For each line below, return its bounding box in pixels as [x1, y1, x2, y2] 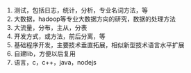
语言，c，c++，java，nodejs [13, 58, 97, 66]
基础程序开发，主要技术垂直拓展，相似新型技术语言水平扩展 [13, 41, 185, 49]
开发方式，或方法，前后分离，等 [13, 32, 106, 40]
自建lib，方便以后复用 [13, 49, 76, 58]
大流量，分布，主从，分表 [13, 24, 88, 31]
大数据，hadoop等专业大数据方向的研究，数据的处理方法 [13, 15, 176, 23]
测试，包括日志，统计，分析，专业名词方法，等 [13, 6, 148, 14]
